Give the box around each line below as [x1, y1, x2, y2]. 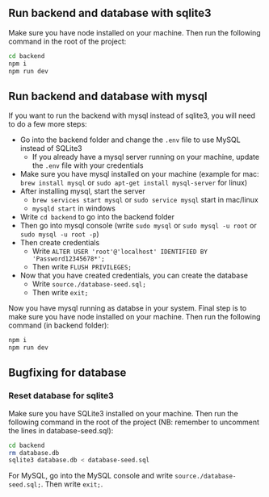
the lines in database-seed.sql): [8, 425, 114, 435]
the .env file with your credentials [32, 161, 144, 170]
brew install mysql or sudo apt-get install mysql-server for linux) [19, 177, 248, 188]
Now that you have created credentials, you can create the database [19, 270, 249, 281]
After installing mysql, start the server [19, 186, 145, 196]
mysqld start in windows [32, 203, 116, 213]
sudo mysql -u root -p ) [19, 229, 99, 239]
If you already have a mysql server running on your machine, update [32, 152, 260, 162]
